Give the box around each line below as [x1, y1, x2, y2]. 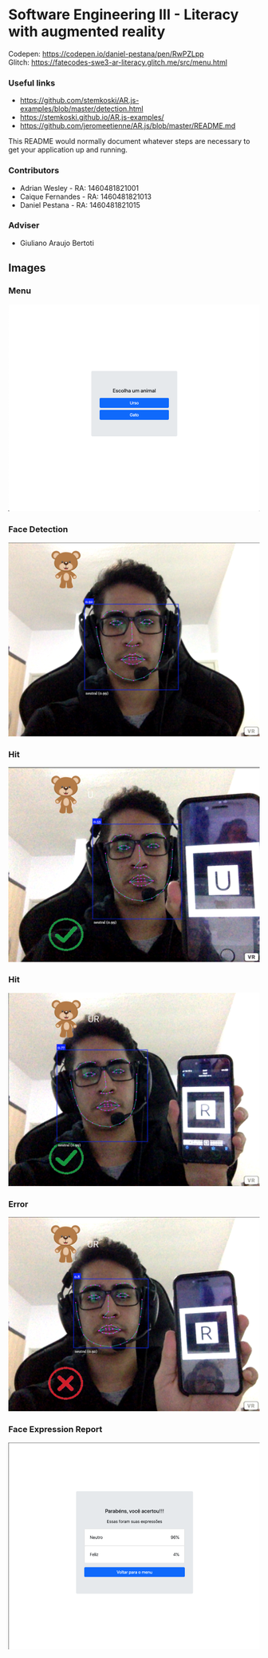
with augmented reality [8, 22, 166, 41]
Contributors [8, 165, 60, 177]
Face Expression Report [8, 1424, 103, 1435]
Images [8, 261, 46, 275]
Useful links [8, 77, 56, 89]
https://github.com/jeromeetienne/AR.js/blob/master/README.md [19, 121, 236, 131]
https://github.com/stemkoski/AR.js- [19, 96, 140, 105]
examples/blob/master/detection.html [19, 104, 144, 113]
